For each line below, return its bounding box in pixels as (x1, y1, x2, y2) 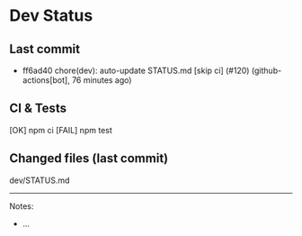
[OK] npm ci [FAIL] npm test (9, 124, 112, 135)
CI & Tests (9, 101, 67, 116)
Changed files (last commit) (9, 150, 169, 167)
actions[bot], (22, 75, 70, 86)
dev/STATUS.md (9, 175, 70, 186)
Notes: (9, 200, 34, 212)
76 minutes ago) (71, 75, 132, 86)
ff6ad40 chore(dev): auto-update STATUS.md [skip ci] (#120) (22, 65, 250, 76)
